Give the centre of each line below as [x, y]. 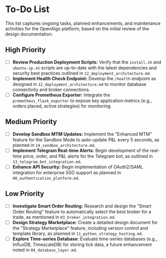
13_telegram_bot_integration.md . [47, 161]
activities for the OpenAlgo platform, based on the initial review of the [77, 28]
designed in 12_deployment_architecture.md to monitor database [79, 84]
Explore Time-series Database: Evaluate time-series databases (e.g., [85, 239]
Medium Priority [31, 122]
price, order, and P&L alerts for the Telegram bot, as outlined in [88, 156]
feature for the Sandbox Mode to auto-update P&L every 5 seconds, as [86, 139]
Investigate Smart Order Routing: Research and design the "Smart [82, 206]
